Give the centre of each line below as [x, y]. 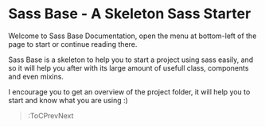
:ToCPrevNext [51, 115]
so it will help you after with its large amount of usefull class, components [129, 67]
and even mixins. [36, 76]
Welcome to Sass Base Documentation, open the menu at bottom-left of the [132, 36]
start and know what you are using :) [68, 100]
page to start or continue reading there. [73, 44]
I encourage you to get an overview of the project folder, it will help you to [129, 91]
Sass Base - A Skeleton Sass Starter [130, 14]
